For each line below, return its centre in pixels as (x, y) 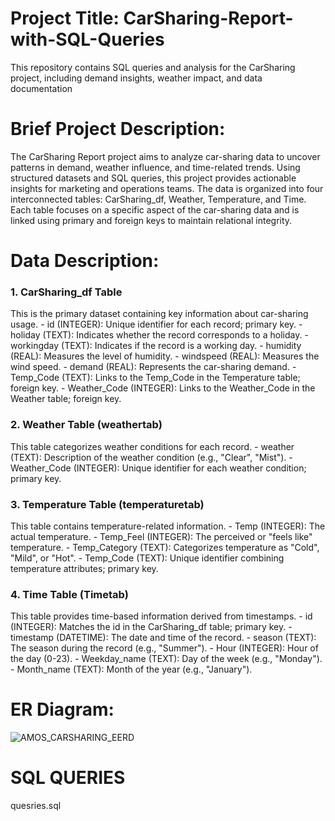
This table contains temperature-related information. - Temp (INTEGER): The (168, 526)
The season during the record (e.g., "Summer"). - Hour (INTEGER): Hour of (164, 648)
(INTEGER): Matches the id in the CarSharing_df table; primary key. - (151, 627)
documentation (41, 88)
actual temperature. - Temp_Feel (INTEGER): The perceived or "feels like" (161, 536)
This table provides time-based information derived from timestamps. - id (161, 616)
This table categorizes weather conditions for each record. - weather (152, 446)
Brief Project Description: (118, 129)
